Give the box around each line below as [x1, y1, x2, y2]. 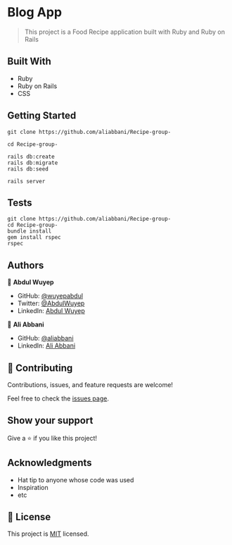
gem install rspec [7, 234, 61, 241]
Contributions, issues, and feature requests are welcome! [7, 381, 174, 388]
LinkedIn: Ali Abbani [17, 341, 76, 350]
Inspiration [17, 483, 49, 491]
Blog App [7, 4, 62, 20]
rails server [7, 178, 46, 185]
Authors [7, 259, 44, 271]
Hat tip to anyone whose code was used [17, 475, 134, 484]
